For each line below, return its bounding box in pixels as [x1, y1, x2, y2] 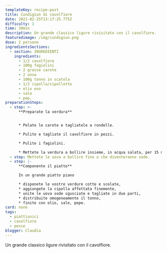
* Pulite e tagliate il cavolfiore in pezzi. [18, 132, 114, 137]
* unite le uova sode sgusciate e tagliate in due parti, [18, 191, 141, 196]
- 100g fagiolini [18, 63, 55, 68]
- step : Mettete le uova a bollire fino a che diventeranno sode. [9, 154, 150, 160]
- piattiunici [9, 214, 39, 220]
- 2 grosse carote [18, 68, 57, 73]
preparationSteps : [5, 100, 43, 105]
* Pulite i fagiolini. [18, 141, 66, 146]
